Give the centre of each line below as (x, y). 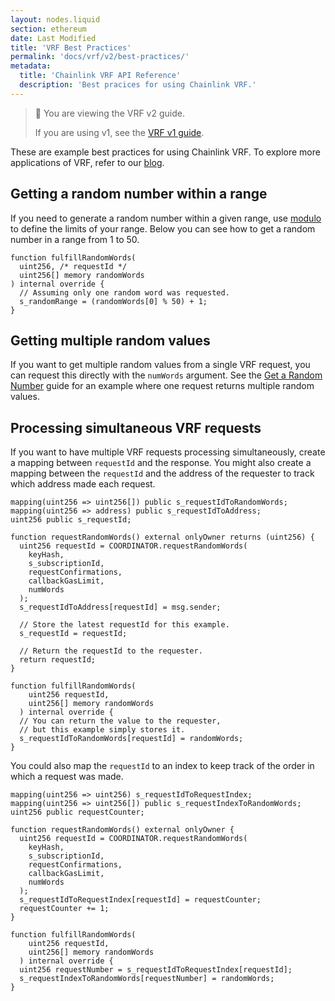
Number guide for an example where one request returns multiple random (162, 386)
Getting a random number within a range (139, 194)
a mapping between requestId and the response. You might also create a (161, 463)
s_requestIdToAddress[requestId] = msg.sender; (120, 607)
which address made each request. (83, 484)
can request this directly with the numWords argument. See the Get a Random (166, 375)
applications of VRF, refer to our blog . (87, 162)
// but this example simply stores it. (102, 730)
